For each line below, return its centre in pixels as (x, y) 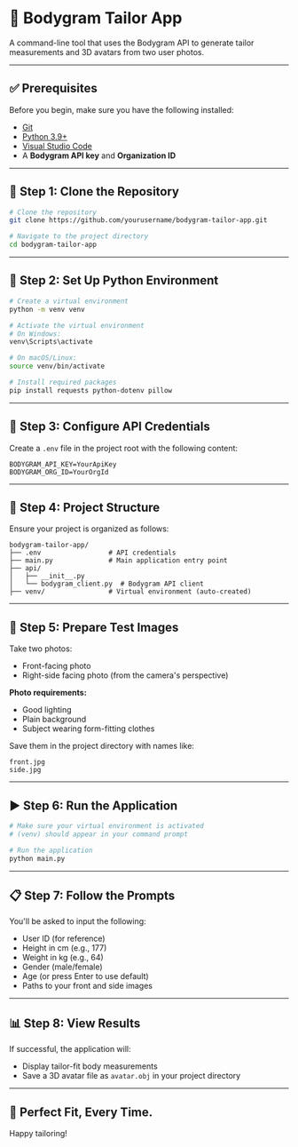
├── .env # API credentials (93, 553)
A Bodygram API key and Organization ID (99, 155)
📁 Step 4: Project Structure (85, 507)
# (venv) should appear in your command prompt (99, 834)
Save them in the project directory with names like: (102, 746)
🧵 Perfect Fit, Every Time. (81, 1112)
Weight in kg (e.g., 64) (63, 958)
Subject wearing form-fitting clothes (88, 729)
